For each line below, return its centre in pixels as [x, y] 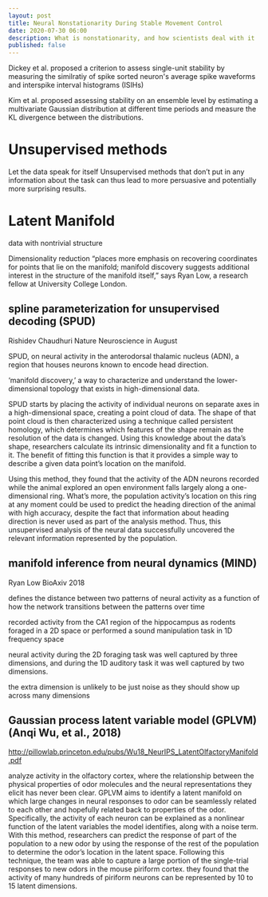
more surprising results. [47, 189]
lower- [227, 380]
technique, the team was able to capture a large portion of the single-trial [128, 861]
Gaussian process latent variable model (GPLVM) [133, 720]
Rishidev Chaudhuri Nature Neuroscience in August [93, 341]
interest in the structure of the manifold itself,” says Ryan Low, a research [128, 275]
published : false [37, 45]
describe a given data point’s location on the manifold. [97, 463]
